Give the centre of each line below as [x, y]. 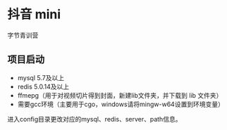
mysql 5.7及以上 [41, 77]
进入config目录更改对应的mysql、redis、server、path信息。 [94, 119]
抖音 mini [34, 14]
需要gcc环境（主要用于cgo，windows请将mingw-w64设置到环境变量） [121, 104]
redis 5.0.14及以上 [43, 86]
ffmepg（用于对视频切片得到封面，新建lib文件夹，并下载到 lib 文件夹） [120, 95]
